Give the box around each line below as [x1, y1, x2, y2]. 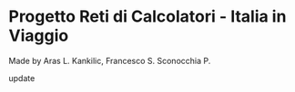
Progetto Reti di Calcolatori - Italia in [8, 6, 287, 27]
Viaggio [8, 25, 69, 46]
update [8, 72, 36, 83]
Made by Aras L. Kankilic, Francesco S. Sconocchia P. [8, 55, 211, 66]
